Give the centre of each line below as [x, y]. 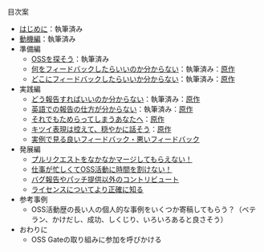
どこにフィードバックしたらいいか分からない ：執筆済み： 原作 [133, 79]
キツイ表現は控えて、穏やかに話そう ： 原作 [101, 129]
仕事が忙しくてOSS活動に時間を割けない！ [102, 169]
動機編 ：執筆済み [47, 39]
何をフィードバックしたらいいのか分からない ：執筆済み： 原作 [133, 69]
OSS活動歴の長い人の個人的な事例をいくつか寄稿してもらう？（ [136, 209]
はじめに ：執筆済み [51, 29]
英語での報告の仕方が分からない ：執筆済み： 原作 [112, 109]
